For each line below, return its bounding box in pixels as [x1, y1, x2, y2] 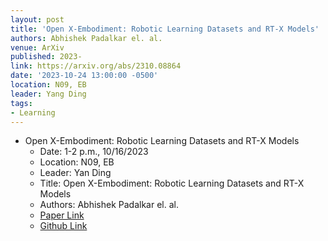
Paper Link [39, 209, 85, 221]
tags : [10, 98, 33, 108]
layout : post [10, 14, 65, 25]
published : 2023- [10, 52, 83, 62]
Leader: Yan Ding [39, 167, 112, 179]
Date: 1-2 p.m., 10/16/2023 [39, 146, 149, 158]
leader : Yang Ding [10, 89, 87, 99]
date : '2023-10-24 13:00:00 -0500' [10, 71, 159, 81]
